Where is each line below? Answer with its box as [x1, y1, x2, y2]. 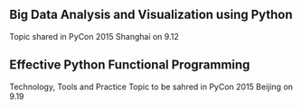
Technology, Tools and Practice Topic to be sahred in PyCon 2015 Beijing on [9, 81, 294, 92]
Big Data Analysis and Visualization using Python [9, 7, 293, 23]
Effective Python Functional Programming [9, 58, 250, 73]
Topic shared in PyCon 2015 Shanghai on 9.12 [9, 31, 179, 41]
